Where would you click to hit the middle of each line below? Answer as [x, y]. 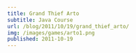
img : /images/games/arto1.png [51, 33]
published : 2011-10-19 [40, 39]
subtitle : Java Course [40, 20]
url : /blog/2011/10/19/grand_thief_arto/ [68, 26]
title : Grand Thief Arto [43, 13]
